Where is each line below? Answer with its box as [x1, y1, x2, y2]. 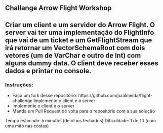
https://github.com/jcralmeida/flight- [78, 93, 153, 99]
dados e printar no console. [5, 66, 92, 75]
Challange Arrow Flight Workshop [5, 4, 112, 12]
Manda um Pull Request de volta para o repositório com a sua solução [12, 108, 155, 114]
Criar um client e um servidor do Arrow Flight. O [5, 21, 155, 29]
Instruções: [5, 81, 34, 88]
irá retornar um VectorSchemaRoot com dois [5, 44, 145, 52]
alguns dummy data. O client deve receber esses [5, 59, 159, 67]
